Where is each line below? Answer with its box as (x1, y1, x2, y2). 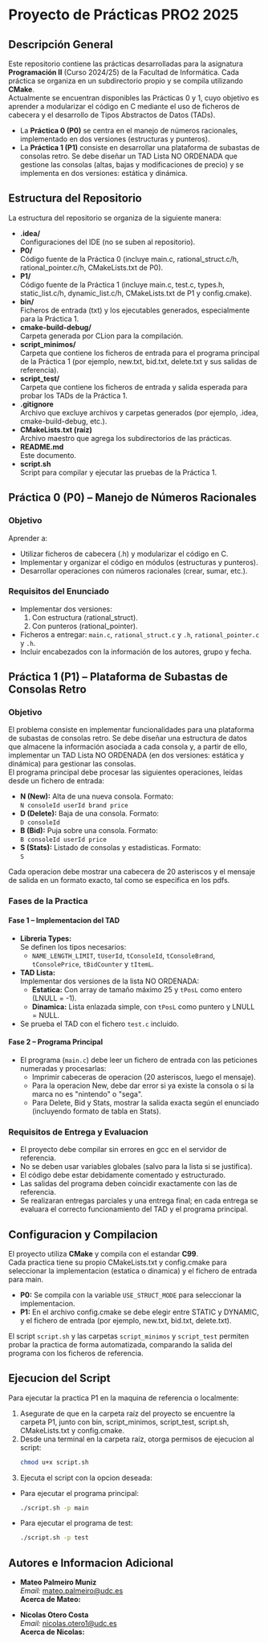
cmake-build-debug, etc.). (19, 416, 108, 426)
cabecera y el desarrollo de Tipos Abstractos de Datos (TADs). (8, 110, 216, 120)
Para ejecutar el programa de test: (19, 1518, 133, 1528)
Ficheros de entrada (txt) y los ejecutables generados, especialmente (19, 305, 250, 315)
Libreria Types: (19, 934, 72, 943)
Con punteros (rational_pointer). (31, 621, 138, 631)
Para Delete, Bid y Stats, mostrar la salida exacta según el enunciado (31, 1097, 259, 1107)
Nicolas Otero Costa (19, 1610, 89, 1620)
